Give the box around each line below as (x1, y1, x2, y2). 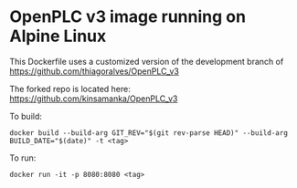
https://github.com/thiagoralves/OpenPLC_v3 (9, 66, 180, 77)
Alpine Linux (9, 26, 107, 47)
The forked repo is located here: (9, 83, 131, 94)
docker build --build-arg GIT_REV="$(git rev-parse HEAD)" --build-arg (9, 128, 288, 138)
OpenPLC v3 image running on (9, 6, 247, 27)
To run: (9, 152, 37, 163)
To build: (9, 110, 43, 121)
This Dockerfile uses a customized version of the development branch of (9, 56, 284, 67)
